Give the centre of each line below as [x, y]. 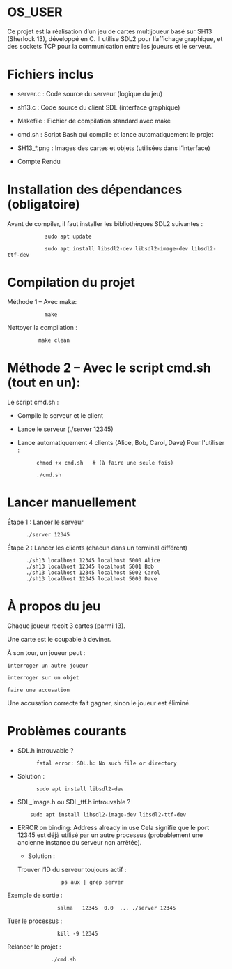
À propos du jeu [54, 606]
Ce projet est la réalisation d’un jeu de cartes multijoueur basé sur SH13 [110, 31]
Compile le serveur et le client [60, 415]
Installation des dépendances [95, 190]
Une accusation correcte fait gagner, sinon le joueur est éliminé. [99, 703]
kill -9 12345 [77, 933]
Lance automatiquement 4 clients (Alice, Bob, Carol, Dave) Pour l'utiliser [121, 442]
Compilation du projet [71, 283]
